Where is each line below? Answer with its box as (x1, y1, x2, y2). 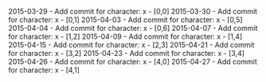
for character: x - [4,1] (8, 65, 80, 74)
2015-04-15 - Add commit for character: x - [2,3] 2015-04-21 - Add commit (8, 40, 255, 50)
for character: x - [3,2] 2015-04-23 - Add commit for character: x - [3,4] (8, 49, 245, 58)
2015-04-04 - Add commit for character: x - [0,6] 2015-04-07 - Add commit (8, 24, 258, 32)
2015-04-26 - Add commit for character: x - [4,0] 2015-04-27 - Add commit (8, 57, 257, 66)
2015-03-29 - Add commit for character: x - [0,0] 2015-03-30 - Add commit (8, 7, 257, 16)
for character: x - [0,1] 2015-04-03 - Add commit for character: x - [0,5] (8, 15, 243, 24)
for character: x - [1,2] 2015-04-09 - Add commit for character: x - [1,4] (8, 32, 243, 41)
